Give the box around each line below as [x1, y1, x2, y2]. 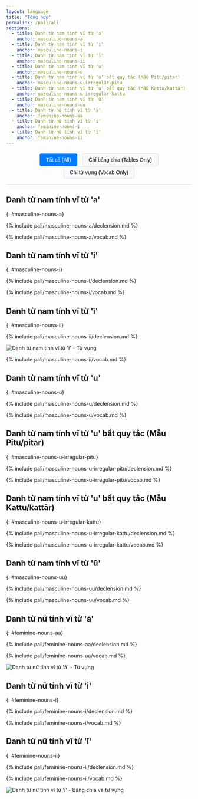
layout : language [6, 8, 49, 15]
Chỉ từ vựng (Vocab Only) [70, 169, 128, 176]
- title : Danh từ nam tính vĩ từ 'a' [11, 31, 104, 37]
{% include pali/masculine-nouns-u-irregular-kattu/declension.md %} [6, 530, 176, 537]
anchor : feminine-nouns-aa [16, 113, 83, 119]
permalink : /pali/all [6, 19, 60, 25]
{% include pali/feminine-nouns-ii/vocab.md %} [6, 775, 123, 782]
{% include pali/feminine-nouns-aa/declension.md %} [6, 641, 137, 648]
